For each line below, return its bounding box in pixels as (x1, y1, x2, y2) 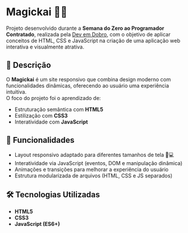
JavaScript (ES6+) (14, 221, 60, 228)
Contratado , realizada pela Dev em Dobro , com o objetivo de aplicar (6, 30, 171, 37)
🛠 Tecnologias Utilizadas (6, 190, 100, 200)
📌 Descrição (6, 60, 51, 70)
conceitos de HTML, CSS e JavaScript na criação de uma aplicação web (6, 37, 180, 44)
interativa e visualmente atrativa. (6, 43, 85, 50)
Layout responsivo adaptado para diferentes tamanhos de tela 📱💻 (14, 151, 174, 158)
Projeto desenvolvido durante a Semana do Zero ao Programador (6, 25, 165, 32)
